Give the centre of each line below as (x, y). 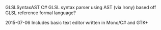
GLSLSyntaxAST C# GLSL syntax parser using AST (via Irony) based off (81, 7)
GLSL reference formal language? (41, 13)
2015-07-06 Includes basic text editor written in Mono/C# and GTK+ (77, 23)
